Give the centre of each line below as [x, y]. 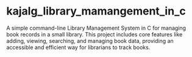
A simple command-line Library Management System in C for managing [96, 28]
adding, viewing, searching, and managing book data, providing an [90, 41]
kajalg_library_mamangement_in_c [96, 11]
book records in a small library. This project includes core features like [94, 34]
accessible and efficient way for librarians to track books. [78, 47]
